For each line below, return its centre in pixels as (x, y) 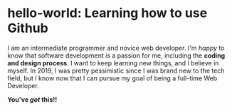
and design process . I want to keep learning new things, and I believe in (113, 63)
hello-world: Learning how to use (107, 13)
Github (28, 28)
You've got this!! (32, 99)
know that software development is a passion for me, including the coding (116, 55)
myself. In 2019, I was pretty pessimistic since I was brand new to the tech (116, 70)
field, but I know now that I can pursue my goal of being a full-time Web (112, 78)
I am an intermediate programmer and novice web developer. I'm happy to (116, 48)
